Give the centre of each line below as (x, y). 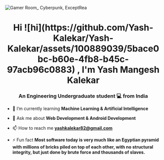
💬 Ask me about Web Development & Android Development (74, 118)
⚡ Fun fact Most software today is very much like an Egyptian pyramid (86, 140)
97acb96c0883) (41, 70)
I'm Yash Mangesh (120, 70)
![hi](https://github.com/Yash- (89, 28)
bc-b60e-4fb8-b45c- (83, 59)
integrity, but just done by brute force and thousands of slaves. (79, 152)
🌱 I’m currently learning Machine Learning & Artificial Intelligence (80, 108)
